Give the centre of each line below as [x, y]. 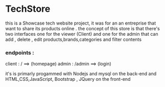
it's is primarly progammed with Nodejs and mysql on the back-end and [81, 74]
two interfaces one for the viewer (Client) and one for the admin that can [82, 34]
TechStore [28, 9]
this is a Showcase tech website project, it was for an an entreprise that [81, 23]
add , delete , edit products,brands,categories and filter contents [74, 39]
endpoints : [20, 53]
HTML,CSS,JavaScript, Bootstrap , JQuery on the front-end [68, 79]
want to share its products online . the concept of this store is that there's [83, 28]
